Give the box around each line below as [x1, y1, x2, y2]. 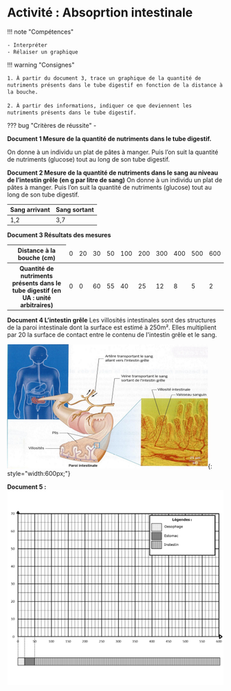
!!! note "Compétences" [7, 28, 74, 36]
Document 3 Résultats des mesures [7, 231, 111, 239]
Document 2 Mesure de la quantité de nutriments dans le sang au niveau [7, 168, 219, 177]
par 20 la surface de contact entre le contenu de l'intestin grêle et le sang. [7, 331, 217, 339]
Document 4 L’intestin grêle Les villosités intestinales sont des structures [7, 316, 217, 325]
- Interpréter [7, 41, 48, 49]
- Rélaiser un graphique [7, 48, 78, 56]
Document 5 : [7, 483, 47, 491]
